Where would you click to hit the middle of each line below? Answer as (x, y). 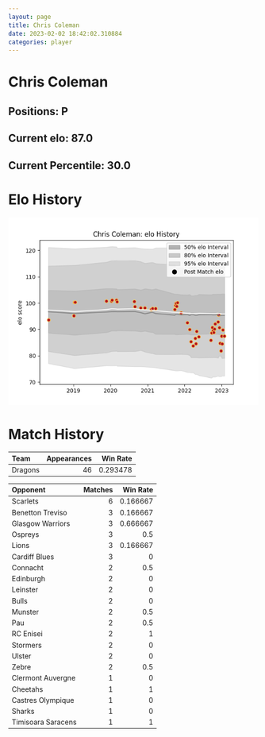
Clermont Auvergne (44, 678)
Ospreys (25, 534)
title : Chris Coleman (44, 25)
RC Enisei (27, 634)
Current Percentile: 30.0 (69, 166)
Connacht (27, 567)
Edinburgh (29, 579)
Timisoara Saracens (44, 722)
